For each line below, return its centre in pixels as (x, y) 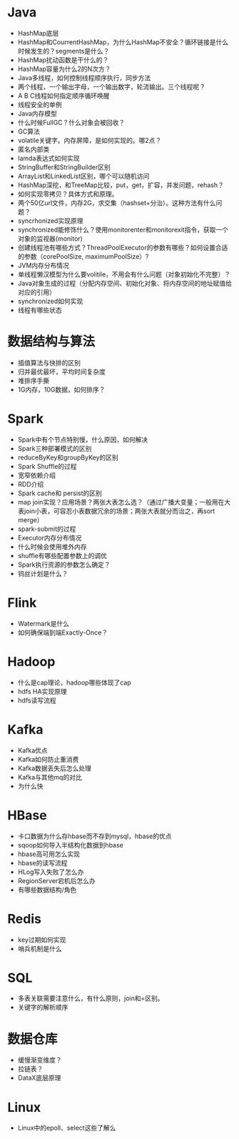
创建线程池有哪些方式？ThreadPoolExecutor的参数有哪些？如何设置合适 (123, 247)
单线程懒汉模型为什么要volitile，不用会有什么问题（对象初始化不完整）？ (124, 274)
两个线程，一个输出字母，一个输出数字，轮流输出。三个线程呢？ (111, 86)
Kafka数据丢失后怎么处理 (54, 768)
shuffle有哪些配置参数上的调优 (62, 555)
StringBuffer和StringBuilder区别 (64, 167)
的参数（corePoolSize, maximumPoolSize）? (83, 256)
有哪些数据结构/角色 (47, 890)
